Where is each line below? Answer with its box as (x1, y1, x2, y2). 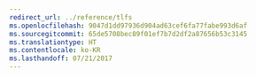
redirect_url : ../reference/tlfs (9, 12, 133, 22)
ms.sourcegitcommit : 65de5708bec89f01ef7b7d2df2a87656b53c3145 (9, 29, 248, 38)
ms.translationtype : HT (9, 37, 97, 47)
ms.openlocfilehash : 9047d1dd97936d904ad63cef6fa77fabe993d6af (9, 21, 248, 30)
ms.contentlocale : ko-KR (9, 46, 101, 55)
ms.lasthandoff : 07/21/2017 (9, 54, 113, 63)
